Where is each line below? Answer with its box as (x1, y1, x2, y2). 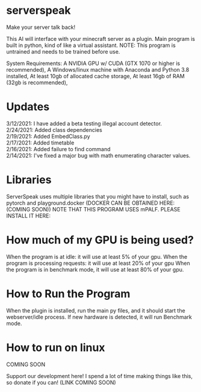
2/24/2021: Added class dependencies (6, 126, 102, 133)
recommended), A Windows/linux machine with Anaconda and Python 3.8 (6, 66, 190, 73)
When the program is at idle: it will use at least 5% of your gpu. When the (6, 253, 188, 260)
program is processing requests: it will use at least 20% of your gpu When (6, 260, 191, 267)
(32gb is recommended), (6, 79, 68, 86)
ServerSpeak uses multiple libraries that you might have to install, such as (6, 193, 190, 200)
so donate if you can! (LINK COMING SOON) (6, 379, 116, 386)
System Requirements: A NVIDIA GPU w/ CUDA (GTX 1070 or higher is (6, 60, 181, 67)
